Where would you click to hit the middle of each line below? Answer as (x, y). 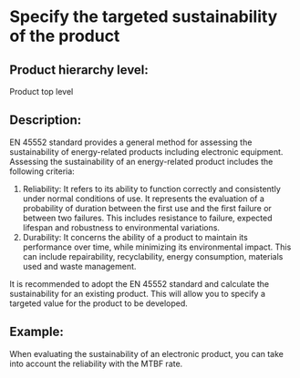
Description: (46, 120)
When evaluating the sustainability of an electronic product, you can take (147, 353)
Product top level (41, 92)
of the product (65, 36)
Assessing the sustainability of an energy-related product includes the (141, 161)
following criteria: (42, 171)
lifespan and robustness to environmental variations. (121, 227)
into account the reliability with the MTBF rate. (96, 363)
